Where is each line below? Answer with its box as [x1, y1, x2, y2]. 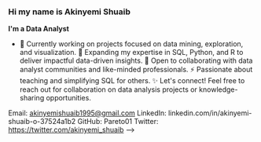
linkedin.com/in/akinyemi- [167, 108, 252, 118]
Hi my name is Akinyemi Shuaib [8, 6, 131, 17]
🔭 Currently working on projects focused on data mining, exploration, [19, 39, 244, 49]
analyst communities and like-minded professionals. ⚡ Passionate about [19, 65, 253, 75]
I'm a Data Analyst [8, 24, 69, 34]
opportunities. [46, 93, 92, 103]
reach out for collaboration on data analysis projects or [19, 85, 198, 94]
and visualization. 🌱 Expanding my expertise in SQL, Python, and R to [19, 48, 244, 57]
